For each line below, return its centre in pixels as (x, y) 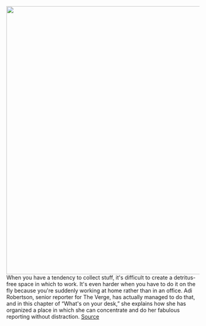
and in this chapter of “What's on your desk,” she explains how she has (96, 304)
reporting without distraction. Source (53, 317)
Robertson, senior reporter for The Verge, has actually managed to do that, (101, 297)
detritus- (185, 278)
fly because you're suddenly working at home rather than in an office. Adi (99, 290)
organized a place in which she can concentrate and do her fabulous (93, 310)
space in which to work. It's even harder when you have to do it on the (107, 284)
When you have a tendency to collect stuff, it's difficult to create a (90, 278)
